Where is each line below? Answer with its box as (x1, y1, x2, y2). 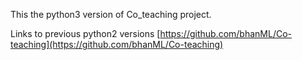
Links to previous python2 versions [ (10, 28, 161, 39)
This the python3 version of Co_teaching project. (10, 9, 212, 20)
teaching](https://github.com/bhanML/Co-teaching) (10, 39, 224, 50)
